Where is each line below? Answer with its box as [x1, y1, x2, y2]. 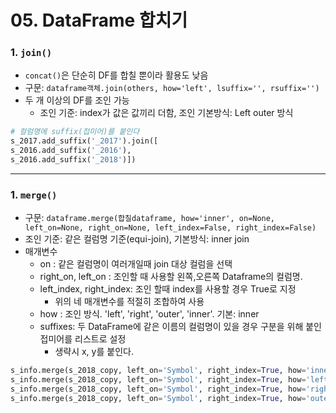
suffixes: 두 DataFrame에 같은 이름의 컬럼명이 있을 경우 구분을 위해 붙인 [39, 321, 323, 333]
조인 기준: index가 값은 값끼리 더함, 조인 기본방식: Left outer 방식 [39, 107, 294, 119]
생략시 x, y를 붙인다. [54, 346, 134, 358]
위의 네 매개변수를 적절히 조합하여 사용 [54, 296, 205, 308]
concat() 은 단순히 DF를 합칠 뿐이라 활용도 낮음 [24, 69, 209, 81]
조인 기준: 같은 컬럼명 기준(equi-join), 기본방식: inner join [24, 233, 250, 245]
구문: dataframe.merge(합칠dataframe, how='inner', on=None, [24, 212, 276, 224]
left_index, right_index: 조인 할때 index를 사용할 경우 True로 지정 [39, 283, 297, 295]
